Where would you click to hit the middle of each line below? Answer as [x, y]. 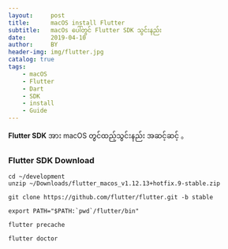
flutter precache [37, 225]
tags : [17, 67]
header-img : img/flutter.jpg [56, 52]
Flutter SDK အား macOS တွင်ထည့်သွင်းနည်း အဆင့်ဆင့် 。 [98, 136]
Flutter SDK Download [51, 160]
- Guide [35, 111]
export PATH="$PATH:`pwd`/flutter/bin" [74, 211]
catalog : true [32, 60]
